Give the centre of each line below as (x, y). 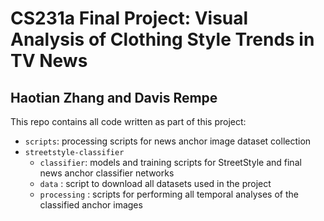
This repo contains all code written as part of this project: (128, 121)
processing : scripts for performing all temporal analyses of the (169, 194)
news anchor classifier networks (107, 173)
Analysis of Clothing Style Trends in (162, 39)
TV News (49, 61)
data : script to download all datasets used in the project (155, 183)
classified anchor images (91, 205)
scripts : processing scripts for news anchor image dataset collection (168, 141)
